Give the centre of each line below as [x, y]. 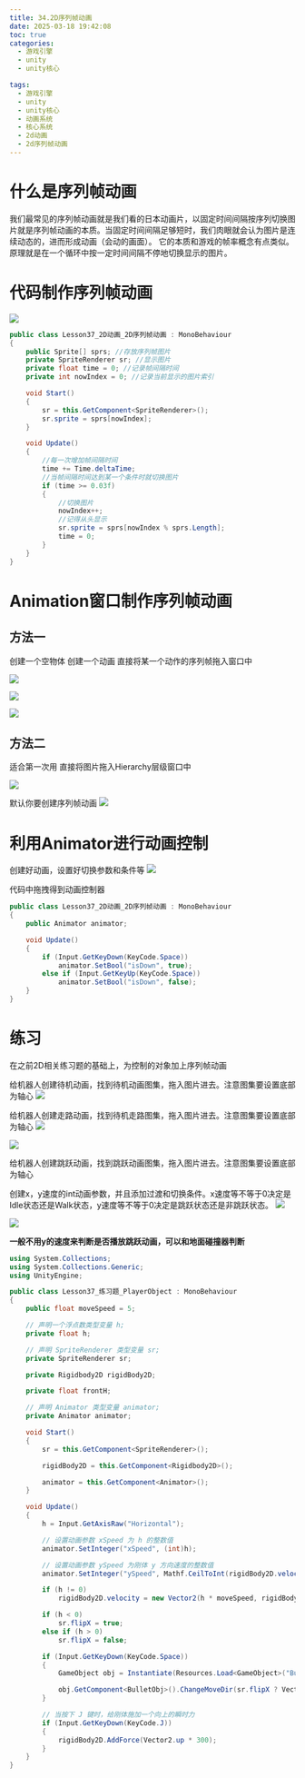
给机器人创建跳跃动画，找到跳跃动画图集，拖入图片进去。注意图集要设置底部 [152, 1163]
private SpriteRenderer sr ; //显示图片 [98, 360]
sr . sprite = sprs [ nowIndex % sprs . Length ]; [141, 528]
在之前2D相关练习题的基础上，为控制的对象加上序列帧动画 [118, 1065]
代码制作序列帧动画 [81, 293]
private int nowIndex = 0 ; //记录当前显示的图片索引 [120, 377]
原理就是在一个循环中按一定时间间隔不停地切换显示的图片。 [121, 253]
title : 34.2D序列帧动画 [51, 18]
